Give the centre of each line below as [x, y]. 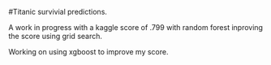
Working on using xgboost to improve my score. [88, 52]
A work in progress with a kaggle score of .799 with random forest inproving [136, 27]
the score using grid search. [56, 36]
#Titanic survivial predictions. [58, 12]
